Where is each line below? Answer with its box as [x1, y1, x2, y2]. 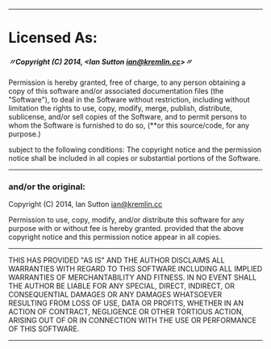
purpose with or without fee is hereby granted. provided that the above [8, 224, 244, 233]
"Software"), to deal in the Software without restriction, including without [8, 95, 250, 105]
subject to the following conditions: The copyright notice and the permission [8, 145, 262, 154]
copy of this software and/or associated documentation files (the [8, 86, 224, 96]
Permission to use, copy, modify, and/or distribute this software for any [8, 215, 244, 225]
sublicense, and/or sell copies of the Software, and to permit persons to [8, 112, 248, 122]
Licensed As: [8, 29, 98, 47]
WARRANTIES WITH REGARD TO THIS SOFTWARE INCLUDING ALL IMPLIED [8, 264, 263, 274]
